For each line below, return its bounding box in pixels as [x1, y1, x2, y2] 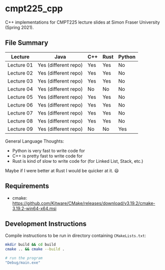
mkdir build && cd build [5, 242, 56, 247]
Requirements [5, 182, 49, 190]
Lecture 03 [7, 77, 33, 84]
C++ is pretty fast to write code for [12, 153, 83, 159]
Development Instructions [5, 219, 87, 228]
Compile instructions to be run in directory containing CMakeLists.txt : [5, 233, 146, 239]
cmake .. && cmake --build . [5, 247, 65, 252]
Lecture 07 [7, 109, 33, 116]
